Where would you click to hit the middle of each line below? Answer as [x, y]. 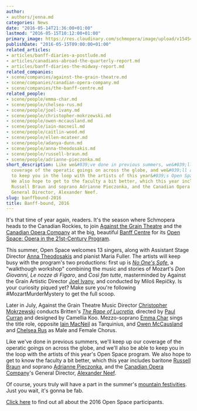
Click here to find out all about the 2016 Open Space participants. [85, 402]
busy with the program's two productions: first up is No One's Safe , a [90, 263]
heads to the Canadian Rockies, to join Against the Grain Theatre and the [94, 226]
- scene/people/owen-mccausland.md [50, 121]
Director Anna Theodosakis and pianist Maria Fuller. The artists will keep [93, 256]
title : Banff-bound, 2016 [38, 203]
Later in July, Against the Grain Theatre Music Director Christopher [87, 305]
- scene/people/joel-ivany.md [43, 110]
